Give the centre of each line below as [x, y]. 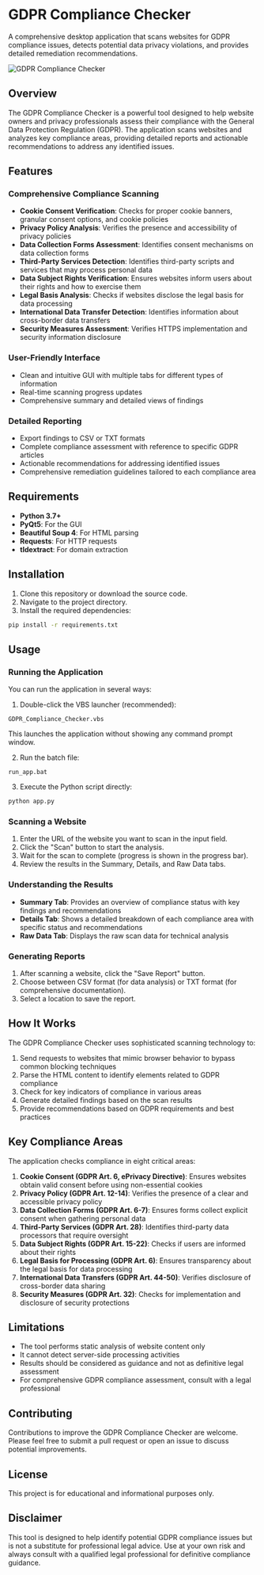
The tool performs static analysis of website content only [112, 1346]
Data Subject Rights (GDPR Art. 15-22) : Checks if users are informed [133, 1243]
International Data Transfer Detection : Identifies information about [129, 312]
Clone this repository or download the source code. [104, 593]
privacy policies [45, 236]
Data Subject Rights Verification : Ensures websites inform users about [136, 278]
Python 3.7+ [40, 516]
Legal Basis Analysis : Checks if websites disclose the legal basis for [132, 296]
